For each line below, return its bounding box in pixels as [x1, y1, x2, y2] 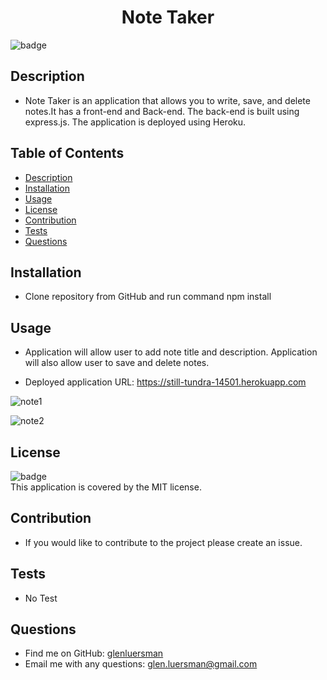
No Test [24, 592, 58, 604]
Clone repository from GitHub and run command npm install [24, 291, 272, 303]
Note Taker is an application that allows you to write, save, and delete [24, 94, 311, 106]
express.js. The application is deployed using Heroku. [24, 116, 247, 128]
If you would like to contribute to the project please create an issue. [24, 536, 303, 548]
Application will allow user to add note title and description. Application [24, 346, 318, 358]
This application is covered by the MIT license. [10, 481, 202, 493]
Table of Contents [10, 145, 125, 162]
